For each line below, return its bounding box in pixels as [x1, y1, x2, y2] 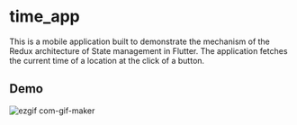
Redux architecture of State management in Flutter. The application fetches [9, 45, 288, 56]
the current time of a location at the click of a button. [9, 55, 205, 66]
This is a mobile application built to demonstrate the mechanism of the [9, 36, 270, 47]
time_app [9, 6, 80, 27]
